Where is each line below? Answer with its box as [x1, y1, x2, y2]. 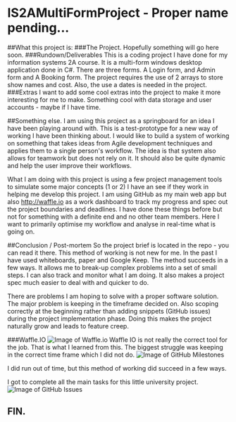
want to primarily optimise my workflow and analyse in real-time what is [7, 219, 216, 228]
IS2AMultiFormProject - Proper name [7, 5, 229, 21]
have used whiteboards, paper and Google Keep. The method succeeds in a [7, 255, 228, 264]
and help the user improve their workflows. [7, 161, 132, 170]
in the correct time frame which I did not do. [7, 350, 135, 359]
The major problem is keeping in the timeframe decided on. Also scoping [7, 299, 219, 307]
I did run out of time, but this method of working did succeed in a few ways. [7, 364, 227, 372]
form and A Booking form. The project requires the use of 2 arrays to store [7, 72, 223, 82]
